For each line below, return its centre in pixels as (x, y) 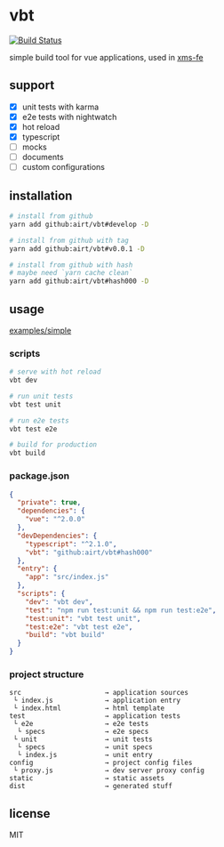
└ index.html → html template (89, 708)
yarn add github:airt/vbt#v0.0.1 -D (77, 249)
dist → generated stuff (91, 786)
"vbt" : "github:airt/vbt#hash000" (89, 553)
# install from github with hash (71, 265)
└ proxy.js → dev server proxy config (108, 770)
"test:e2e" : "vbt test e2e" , (79, 627)
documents (43, 157)
